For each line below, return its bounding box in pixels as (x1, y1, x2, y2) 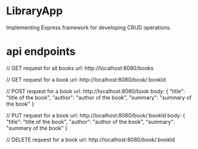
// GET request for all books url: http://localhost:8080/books (6, 64, 154, 72)
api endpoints (6, 45, 76, 58)
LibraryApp (6, 4, 63, 18)
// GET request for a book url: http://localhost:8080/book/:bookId (6, 76, 166, 83)
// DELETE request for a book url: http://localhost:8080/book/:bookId (6, 136, 175, 143)
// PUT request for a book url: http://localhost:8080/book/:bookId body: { (6, 111, 185, 119)
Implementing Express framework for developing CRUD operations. (6, 24, 172, 31)
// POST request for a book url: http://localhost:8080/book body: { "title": (6, 88, 185, 95)
